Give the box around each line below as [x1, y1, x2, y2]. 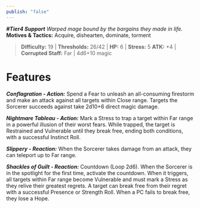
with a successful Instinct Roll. [6, 133, 81, 140]
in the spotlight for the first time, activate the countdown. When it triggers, [6, 169, 189, 176]
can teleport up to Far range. [6, 151, 77, 158]
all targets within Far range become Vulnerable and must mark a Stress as [6, 176, 188, 183]
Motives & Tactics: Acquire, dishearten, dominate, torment [6, 31, 151, 39]
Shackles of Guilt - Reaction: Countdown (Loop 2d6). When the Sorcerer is [6, 163, 193, 170]
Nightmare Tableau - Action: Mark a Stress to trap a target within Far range [6, 114, 193, 121]
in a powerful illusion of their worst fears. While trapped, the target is [6, 121, 176, 128]
